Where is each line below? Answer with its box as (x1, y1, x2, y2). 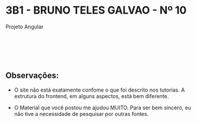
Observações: (5, 70, 59, 80)
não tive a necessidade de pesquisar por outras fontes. (14, 110, 149, 117)
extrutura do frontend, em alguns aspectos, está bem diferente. (14, 92, 169, 99)
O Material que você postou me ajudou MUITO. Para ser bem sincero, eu (14, 104, 192, 111)
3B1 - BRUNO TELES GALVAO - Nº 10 (5, 4, 187, 17)
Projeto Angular (5, 23, 44, 30)
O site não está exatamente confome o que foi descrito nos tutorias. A (14, 86, 185, 93)
